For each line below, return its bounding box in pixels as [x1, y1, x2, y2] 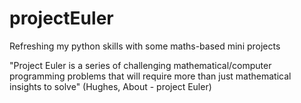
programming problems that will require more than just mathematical [9, 70, 292, 82]
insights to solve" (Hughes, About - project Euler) [9, 80, 212, 92]
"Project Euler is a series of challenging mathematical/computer [9, 59, 272, 71]
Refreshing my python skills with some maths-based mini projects [9, 40, 281, 52]
